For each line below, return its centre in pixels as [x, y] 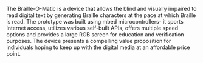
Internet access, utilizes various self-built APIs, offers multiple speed [92, 28]
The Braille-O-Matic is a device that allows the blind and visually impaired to [101, 9]
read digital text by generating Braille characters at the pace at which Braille [101, 15]
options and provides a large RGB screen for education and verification [95, 35]
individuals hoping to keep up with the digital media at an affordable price [98, 47]
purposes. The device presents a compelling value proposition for [89, 41]
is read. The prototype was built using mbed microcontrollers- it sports [95, 22]
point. [14, 54]
